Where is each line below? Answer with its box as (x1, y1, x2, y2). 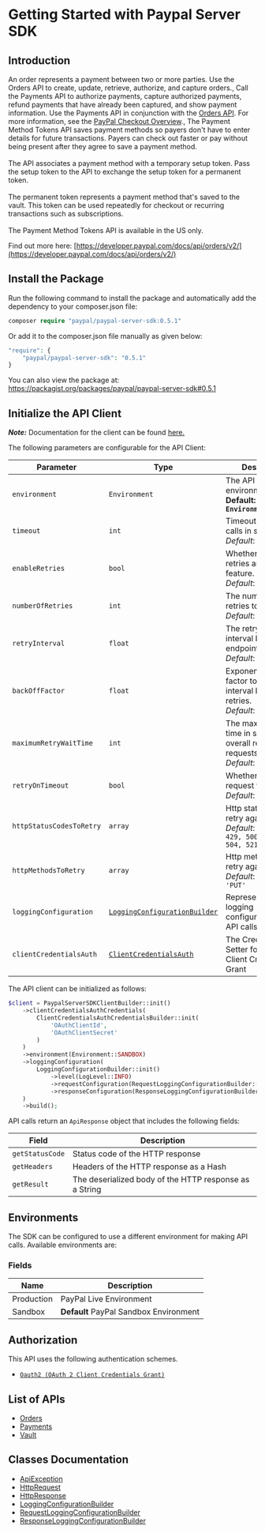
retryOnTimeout (12, 781, 69, 791)
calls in (226, 525, 252, 536)
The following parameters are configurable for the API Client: (8, 443, 207, 453)
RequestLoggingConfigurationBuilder (19, 1507, 140, 1517)
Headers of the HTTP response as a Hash (72, 1161, 227, 1172)
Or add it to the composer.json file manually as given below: (8, 331, 203, 340)
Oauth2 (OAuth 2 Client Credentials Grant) (19, 1371, 166, 1379)
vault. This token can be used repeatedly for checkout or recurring (8, 201, 225, 210)
